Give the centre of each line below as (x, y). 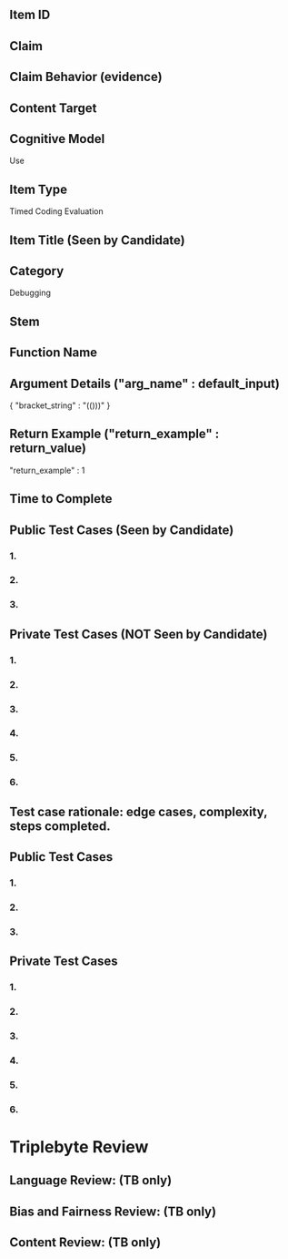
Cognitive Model (57, 139)
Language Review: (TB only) (91, 1180)
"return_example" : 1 (47, 470)
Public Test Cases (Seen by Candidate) (122, 530)
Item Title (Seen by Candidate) (97, 240)
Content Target (53, 108)
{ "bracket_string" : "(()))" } (60, 405)
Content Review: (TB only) (85, 1243)
